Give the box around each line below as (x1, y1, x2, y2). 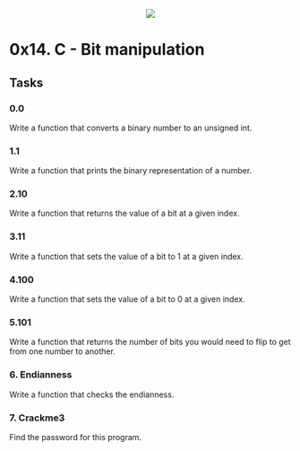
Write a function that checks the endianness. (9, 389, 175, 400)
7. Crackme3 (9, 411, 65, 424)
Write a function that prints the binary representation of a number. (9, 165, 253, 176)
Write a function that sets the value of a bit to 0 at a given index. (9, 294, 245, 305)
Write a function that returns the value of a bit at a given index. (9, 208, 240, 219)
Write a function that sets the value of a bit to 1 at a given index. (9, 251, 244, 261)
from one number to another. (9, 346, 116, 357)
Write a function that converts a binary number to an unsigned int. (9, 122, 253, 133)
